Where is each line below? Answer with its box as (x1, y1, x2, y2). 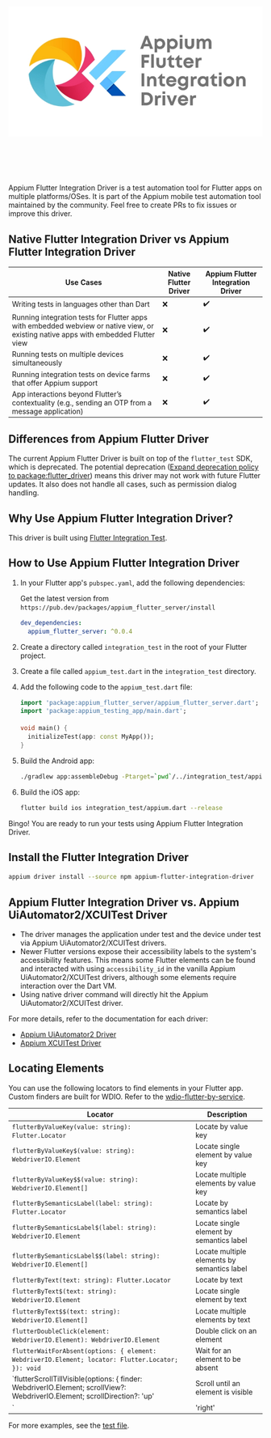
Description (206, 1109, 248, 1119)
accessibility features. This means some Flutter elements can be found (19, 956, 256, 965)
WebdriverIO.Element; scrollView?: (11, 1383, 127, 1393)
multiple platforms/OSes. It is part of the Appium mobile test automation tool (8, 192, 261, 201)
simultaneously (11, 358, 63, 368)
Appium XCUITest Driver (19, 1038, 102, 1048)
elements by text (194, 1314, 251, 1324)
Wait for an (194, 1346, 231, 1355)
